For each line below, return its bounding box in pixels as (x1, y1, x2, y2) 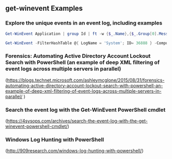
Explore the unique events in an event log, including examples (5, 19, 163, 27)
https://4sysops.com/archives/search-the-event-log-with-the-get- (7, 118, 148, 124)
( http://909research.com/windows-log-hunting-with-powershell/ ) (5, 148, 144, 154)
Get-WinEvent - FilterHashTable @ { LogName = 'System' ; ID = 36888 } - (5, 41, 157, 46)
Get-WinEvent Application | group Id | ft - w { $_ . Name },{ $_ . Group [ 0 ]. (5, 31, 159, 36)
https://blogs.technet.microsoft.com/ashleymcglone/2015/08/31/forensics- (7, 77, 165, 83)
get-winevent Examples (5, 4, 83, 13)
